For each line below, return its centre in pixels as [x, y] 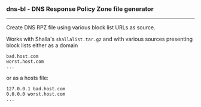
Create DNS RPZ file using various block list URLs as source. [81, 27]
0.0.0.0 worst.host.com [36, 94]
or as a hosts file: [28, 78]
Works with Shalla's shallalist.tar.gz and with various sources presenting [100, 39]
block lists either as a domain [42, 45]
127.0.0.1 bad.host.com [36, 89]
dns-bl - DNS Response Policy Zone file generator [80, 9]
